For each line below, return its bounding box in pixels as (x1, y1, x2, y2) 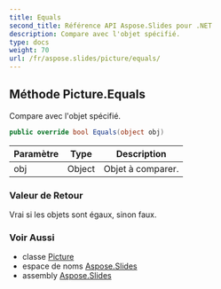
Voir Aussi (9, 231, 55, 244)
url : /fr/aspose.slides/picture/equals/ (9, 54, 162, 63)
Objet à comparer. (103, 162, 179, 175)
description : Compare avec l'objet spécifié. (9, 29, 180, 38)
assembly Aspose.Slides (21, 270, 113, 281)
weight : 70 (9, 46, 50, 55)
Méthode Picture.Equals (9, 87, 146, 102)
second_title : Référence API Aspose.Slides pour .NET (9, 21, 213, 30)
